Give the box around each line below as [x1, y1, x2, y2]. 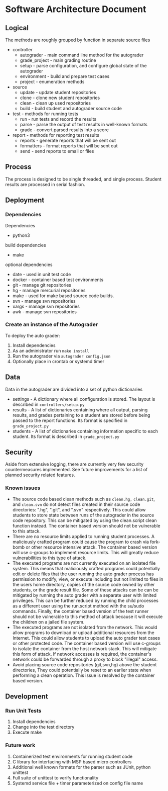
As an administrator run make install [12, 347, 89, 354]
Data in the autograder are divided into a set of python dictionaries [5, 386, 143, 392]
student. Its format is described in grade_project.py [12, 433, 119, 440]
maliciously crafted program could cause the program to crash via [12, 539, 149, 545]
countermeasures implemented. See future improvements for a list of [5, 467, 148, 473]
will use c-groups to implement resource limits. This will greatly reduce [12, 549, 159, 555]
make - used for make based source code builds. [12, 293, 114, 299]
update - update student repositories [20, 90, 96, 95]
